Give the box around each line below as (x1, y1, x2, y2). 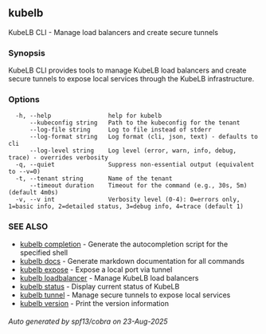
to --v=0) (8, 167, 41, 176)
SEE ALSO (8, 221, 49, 232)
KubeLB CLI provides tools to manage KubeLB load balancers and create (8, 65, 247, 75)
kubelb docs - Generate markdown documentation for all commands (19, 256, 245, 265)
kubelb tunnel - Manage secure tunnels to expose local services (19, 290, 231, 300)
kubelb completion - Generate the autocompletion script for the (19, 239, 229, 249)
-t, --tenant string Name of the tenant (15, 175, 173, 183)
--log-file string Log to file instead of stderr (29, 126, 213, 134)
